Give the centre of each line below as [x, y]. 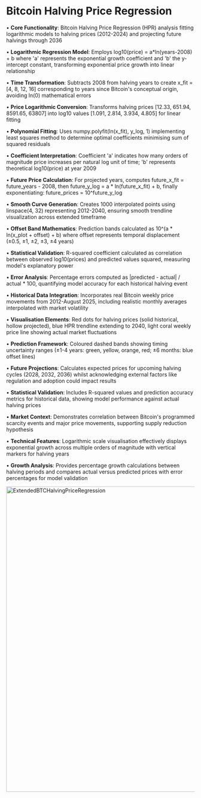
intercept [17, 65]
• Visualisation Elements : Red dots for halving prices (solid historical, [92, 319]
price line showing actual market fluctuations [62, 332]
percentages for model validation [47, 478]
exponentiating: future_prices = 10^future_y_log [64, 192]
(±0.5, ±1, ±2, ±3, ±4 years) [40, 241]
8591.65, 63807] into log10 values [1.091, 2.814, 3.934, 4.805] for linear [94, 113]
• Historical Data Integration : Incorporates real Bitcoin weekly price [90, 295]
